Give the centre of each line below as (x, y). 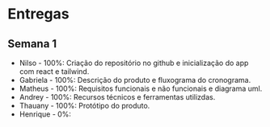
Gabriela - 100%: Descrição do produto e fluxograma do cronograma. (135, 80)
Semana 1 (32, 44)
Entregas (38, 14)
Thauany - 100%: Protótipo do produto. (84, 106)
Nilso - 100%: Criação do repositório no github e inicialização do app (134, 63)
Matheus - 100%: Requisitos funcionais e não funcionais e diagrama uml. (141, 88)
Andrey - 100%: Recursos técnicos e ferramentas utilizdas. (117, 97)
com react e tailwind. (54, 72)
